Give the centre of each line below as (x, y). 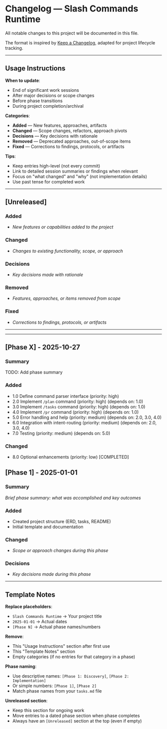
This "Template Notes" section (44, 652)
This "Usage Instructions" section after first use (61, 646)
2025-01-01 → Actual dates (40, 622)
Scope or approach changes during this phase (60, 550)
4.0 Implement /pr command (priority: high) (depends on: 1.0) (76, 412)
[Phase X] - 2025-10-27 (43, 347)
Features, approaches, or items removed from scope (66, 298)
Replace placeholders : (29, 607)
